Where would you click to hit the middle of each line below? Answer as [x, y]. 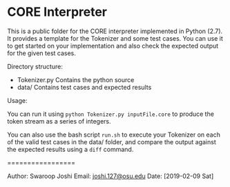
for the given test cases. [41, 53]
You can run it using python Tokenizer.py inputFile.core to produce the [111, 114]
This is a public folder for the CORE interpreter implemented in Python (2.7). [115, 31]
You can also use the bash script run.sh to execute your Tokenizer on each [114, 135]
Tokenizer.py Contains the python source [76, 79]
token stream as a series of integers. [59, 121]
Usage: [17, 100]
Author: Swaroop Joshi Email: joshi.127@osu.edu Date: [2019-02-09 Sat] [111, 176]
